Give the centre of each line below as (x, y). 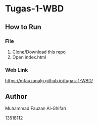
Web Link (17, 70)
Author (16, 96)
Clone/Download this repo (39, 52)
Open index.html (29, 57)
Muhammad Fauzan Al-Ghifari (36, 108)
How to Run (23, 27)
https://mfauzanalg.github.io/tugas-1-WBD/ (49, 81)
